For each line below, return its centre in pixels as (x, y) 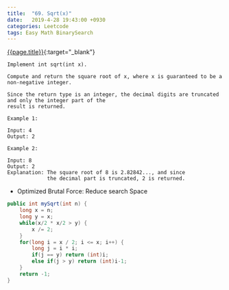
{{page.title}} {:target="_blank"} (51, 52)
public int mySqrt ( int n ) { (47, 204)
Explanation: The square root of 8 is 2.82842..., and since (96, 173)
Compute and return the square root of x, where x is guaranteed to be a (115, 77)
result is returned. (37, 107)
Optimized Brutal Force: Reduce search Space (82, 191)
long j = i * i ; (55, 249)
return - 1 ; (35, 274)
